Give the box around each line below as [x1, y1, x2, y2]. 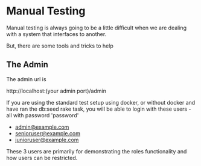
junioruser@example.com [14, 136, 79, 143]
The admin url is [6, 75, 46, 82]
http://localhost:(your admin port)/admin [6, 87, 107, 94]
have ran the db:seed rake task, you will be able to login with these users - [6, 105, 191, 112]
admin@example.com [14, 123, 69, 131]
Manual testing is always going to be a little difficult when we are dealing [6, 24, 187, 31]
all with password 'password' [6, 111, 79, 118]
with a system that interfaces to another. [6, 30, 107, 37]
